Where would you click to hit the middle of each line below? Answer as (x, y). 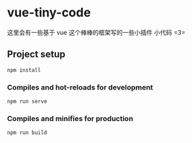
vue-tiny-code (49, 13)
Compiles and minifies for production (70, 118)
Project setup (37, 54)
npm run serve (27, 102)
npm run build (27, 133)
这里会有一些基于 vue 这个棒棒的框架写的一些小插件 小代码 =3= (96, 32)
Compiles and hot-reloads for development (80, 87)
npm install (24, 70)
